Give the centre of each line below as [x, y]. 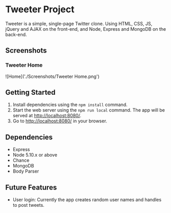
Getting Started [30, 92]
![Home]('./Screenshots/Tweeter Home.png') [52, 76]
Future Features [31, 187]
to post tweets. [28, 205]
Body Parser [26, 171]
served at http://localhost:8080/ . [47, 116]
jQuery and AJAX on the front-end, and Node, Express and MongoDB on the [86, 29]
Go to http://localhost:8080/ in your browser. [60, 121]
